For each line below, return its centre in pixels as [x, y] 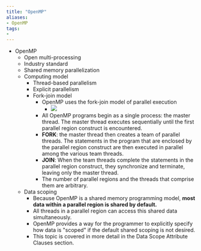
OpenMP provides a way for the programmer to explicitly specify [113, 224]
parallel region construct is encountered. [92, 128]
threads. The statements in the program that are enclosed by [117, 141]
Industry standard [46, 64]
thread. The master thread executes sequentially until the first [118, 122]
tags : [13, 28]
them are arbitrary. [65, 186]
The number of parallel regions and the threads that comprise [118, 179]
